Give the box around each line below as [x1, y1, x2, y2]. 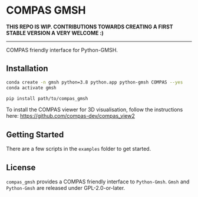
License [6, 162, 36, 172]
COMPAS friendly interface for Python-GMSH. [6, 46, 118, 53]
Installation [6, 63, 48, 74]
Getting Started [6, 130, 64, 140]
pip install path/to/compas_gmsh [6, 95, 88, 101]
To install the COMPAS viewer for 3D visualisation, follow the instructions [6, 106, 183, 113]
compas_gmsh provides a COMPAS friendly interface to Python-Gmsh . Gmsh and [6, 178, 190, 185]
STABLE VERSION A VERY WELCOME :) [6, 29, 104, 36]
